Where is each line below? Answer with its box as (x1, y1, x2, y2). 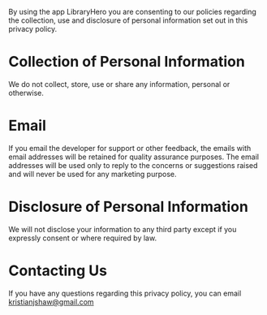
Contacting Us (8, 261, 108, 279)
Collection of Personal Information (8, 53, 245, 71)
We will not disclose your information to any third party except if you (8, 224, 237, 234)
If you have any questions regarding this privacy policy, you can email (8, 288, 242, 298)
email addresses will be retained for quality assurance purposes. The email (8, 152, 260, 162)
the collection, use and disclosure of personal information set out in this (8, 15, 248, 25)
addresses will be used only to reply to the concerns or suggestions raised (8, 160, 258, 170)
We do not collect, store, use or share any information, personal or (8, 79, 230, 88)
